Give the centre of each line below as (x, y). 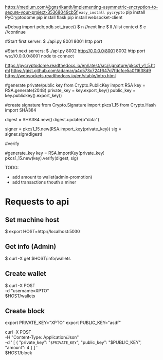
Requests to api (37, 202)
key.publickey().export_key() (34, 95)
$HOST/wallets (20, 296)
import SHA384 (21, 110)
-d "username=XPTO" (27, 290)
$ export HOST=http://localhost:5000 (43, 231)
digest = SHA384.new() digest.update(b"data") (52, 119)
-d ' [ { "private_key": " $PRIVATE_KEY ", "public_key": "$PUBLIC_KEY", (73, 342)
